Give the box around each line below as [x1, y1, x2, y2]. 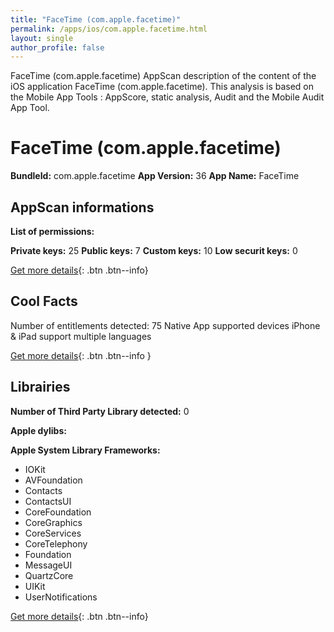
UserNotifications [24, 591, 98, 603]
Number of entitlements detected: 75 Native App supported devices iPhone [10, 319, 321, 331]
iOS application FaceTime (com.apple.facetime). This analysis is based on [10, 81, 315, 93]
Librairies [10, 379, 71, 396]
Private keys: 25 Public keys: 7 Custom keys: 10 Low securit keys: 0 [10, 245, 298, 256]
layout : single [10, 33, 74, 43]
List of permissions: [10, 226, 95, 237]
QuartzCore [24, 569, 74, 581]
